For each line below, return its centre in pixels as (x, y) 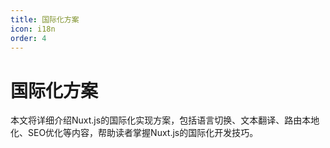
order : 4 (28, 38)
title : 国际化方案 (45, 19)
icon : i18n (33, 29)
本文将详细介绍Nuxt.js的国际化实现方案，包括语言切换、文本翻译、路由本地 (165, 120)
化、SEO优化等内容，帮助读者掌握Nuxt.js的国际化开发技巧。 (134, 133)
